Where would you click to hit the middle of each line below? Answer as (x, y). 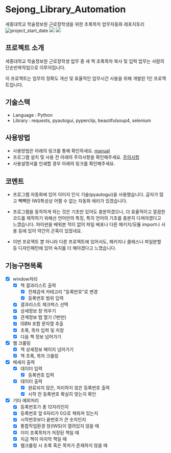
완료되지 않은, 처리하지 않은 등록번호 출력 (69, 388)
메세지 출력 (24, 362)
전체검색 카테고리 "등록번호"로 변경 (63, 292)
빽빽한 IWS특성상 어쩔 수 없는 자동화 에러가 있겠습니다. (73, 201)
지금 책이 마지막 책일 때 (44, 439)
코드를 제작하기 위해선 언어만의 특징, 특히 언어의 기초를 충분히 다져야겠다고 (87, 218)
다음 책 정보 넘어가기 (41, 336)
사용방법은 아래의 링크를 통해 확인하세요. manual (61, 151)
